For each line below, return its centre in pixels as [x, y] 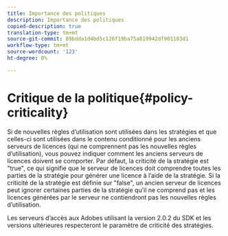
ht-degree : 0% [27, 58]
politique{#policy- [140, 98]
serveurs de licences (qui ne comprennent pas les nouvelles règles [102, 146]
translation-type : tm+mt [43, 33]
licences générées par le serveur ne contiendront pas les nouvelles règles [112, 197]
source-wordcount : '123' [43, 52]
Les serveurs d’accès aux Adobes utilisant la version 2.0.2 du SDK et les [109, 217]
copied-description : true [44, 26]
